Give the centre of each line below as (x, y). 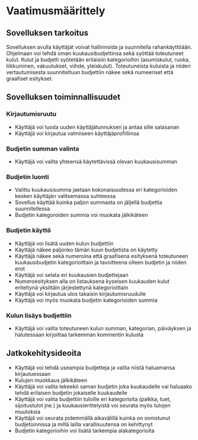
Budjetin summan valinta (43, 148)
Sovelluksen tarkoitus (47, 33)
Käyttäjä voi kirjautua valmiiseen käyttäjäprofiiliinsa (77, 133)
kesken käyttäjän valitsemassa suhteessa (65, 196)
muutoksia (27, 412)
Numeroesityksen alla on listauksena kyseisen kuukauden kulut (92, 281)
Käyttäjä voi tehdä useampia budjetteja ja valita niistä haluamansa (95, 367)
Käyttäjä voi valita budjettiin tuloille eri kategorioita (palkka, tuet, (93, 399)
